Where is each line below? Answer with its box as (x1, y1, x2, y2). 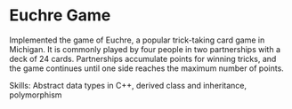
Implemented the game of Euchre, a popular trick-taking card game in (9, 35, 265, 45)
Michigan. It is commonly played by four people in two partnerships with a (9, 43, 281, 54)
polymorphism (9, 90, 62, 100)
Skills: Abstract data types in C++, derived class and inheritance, (9, 80, 247, 90)
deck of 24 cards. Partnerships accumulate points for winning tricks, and (9, 53, 277, 64)
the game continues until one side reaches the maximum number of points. (9, 63, 285, 74)
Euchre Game (9, 5, 111, 26)
